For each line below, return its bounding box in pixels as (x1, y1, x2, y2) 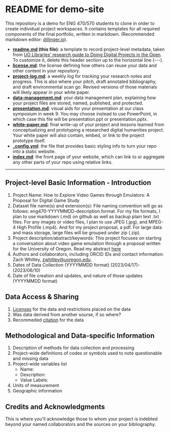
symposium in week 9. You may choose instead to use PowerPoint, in (12, 110, 157, 117)
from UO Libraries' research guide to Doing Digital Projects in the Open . (12, 52, 162, 58)
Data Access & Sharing (5, 292, 79, 301)
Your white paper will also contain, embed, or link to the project (12, 132, 145, 138)
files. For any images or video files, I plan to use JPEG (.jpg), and (12, 219, 148, 225)
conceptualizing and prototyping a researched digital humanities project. (12, 126, 164, 133)
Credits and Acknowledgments (5, 402, 105, 411)
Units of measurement (12, 382, 59, 388)
